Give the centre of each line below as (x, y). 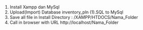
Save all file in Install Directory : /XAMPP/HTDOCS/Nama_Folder (74, 17)
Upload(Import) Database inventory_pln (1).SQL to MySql (66, 12)
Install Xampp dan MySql (35, 7)
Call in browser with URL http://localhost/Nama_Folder (64, 22)
